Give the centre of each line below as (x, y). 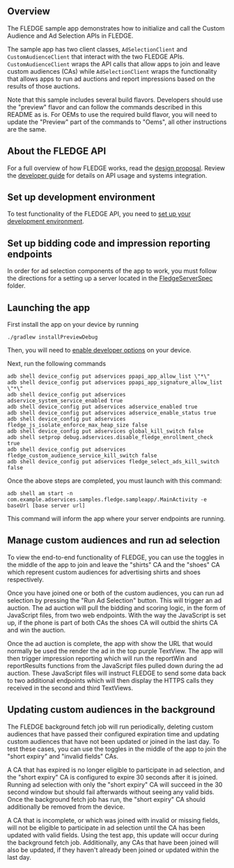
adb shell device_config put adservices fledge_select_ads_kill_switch (113, 462)
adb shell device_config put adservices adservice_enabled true (102, 407)
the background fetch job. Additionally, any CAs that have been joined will (113, 842)
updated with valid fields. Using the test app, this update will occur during (113, 835)
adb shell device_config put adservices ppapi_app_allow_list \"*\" (109, 377)
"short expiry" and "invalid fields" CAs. (63, 756)
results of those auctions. (44, 86)
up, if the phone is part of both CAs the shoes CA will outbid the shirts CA (112, 622)
